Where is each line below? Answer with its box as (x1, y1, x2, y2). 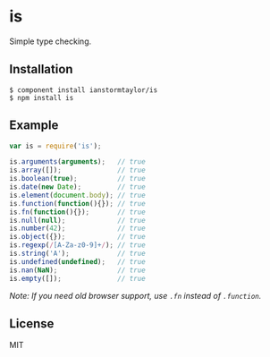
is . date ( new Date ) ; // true (9, 183, 146, 191)
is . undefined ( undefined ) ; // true (9, 257, 146, 266)
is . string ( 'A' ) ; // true (9, 249, 146, 259)
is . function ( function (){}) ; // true (9, 199, 146, 208)
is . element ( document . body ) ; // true (9, 191, 146, 200)
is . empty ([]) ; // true (9, 274, 146, 283)
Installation (9, 62, 73, 77)
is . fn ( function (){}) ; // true (9, 208, 146, 217)
